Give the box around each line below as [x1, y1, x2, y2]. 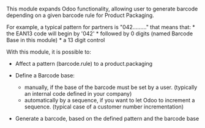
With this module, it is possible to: [6, 48, 92, 55]
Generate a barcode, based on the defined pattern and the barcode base [15, 115, 199, 122]
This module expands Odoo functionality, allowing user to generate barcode [6, 5, 198, 12]
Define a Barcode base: [15, 72, 75, 79]
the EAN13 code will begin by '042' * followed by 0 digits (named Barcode [6, 30, 193, 37]
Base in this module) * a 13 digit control [6, 37, 105, 43]
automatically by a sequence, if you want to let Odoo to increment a [24, 97, 195, 104]
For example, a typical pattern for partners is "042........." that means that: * [6, 24, 196, 30]
